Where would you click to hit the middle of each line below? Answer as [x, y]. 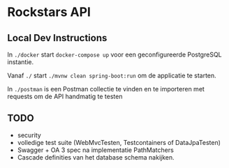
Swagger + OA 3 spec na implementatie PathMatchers [96, 150]
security [29, 135]
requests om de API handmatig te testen [65, 96]
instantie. [20, 62]
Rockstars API [49, 12]
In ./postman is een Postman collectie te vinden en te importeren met [106, 89]
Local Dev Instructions [57, 38]
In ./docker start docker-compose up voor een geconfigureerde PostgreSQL [114, 54]
